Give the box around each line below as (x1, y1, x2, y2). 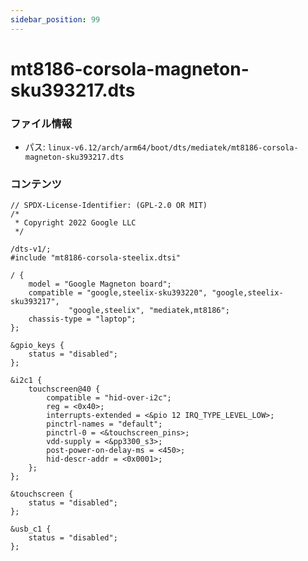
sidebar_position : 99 (10, 14, 101, 25)
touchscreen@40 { (28, 384, 101, 395)
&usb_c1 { (10, 524, 52, 535)
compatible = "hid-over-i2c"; (46, 393, 172, 403)
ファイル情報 (10, 116, 73, 130)
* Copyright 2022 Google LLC (14, 218, 137, 228)
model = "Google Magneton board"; (28, 279, 172, 290)
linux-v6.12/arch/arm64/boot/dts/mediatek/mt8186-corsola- (47, 143, 299, 153)
